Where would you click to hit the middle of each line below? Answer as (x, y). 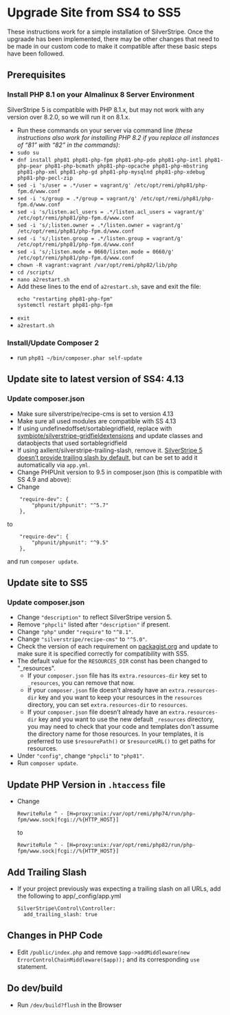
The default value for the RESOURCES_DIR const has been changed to (112, 661)
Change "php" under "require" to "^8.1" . (75, 632)
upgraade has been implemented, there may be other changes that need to (113, 38)
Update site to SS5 (47, 583)
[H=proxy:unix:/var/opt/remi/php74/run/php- (131, 814)
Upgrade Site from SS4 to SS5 (94, 13)
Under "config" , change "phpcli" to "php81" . (80, 756)
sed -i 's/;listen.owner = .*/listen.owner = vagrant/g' (100, 225)
